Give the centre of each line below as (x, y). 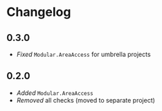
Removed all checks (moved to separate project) (85, 100)
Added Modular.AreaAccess (55, 93)
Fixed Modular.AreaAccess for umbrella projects (83, 54)
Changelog (39, 12)
